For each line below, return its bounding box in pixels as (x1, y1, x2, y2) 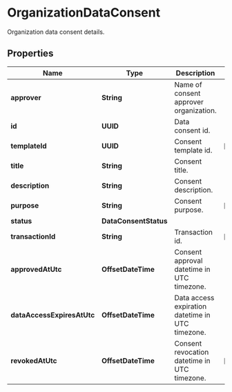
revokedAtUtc (10, 355, 57, 365)
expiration (174, 302, 207, 311)
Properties (7, 48, 54, 59)
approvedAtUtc (10, 264, 62, 274)
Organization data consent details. (7, 28, 105, 36)
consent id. (174, 126, 211, 135)
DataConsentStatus (101, 216, 168, 226)
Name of (174, 79, 202, 89)
